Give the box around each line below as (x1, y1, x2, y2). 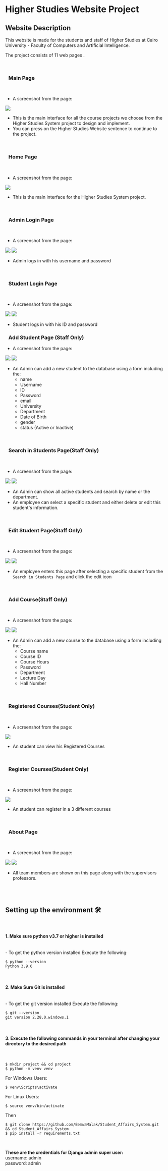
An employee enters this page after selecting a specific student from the (12, 569, 163, 575)
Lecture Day (20, 675, 46, 681)
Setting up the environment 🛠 (5, 906, 101, 914)
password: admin (5, 1160, 41, 1166)
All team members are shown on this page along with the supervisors (12, 870, 157, 876)
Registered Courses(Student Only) (8, 703, 95, 710)
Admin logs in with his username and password (12, 257, 111, 263)
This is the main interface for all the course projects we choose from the (12, 115, 163, 121)
